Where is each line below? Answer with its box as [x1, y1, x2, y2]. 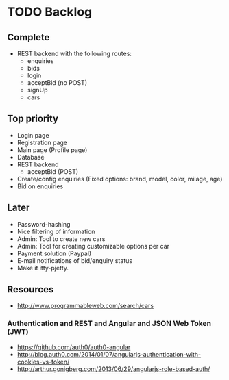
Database [16, 153, 45, 161]
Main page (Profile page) [16, 145, 88, 154]
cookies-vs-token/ [16, 357, 70, 366]
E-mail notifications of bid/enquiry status [16, 256, 132, 264]
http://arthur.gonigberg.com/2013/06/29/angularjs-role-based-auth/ [16, 364, 210, 373]
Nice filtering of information [16, 227, 95, 236]
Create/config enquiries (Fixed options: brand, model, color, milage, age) [16, 175, 223, 183]
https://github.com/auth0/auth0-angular [16, 343, 131, 351]
